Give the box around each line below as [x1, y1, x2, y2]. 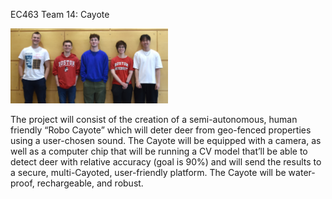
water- [288, 166, 316, 178]
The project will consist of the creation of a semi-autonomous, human [10, 113, 298, 125]
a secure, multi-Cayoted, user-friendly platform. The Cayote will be [10, 166, 287, 178]
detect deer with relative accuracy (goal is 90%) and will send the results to [10, 155, 322, 168]
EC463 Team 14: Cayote [10, 9, 110, 20]
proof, [10, 177, 35, 189]
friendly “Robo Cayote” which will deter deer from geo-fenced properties [10, 124, 312, 136]
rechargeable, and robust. [36, 177, 144, 189]
